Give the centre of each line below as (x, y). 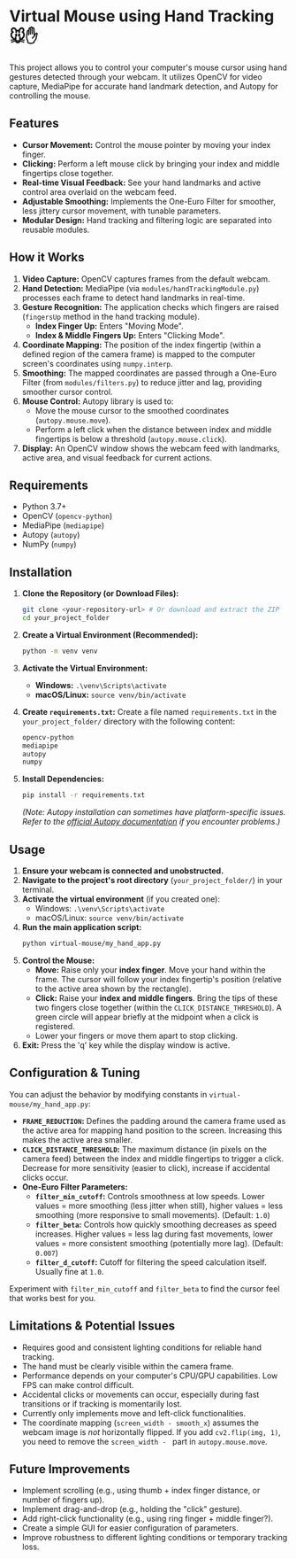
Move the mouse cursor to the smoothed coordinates (132, 410)
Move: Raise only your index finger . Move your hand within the (151, 970)
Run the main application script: (82, 927)
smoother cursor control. (67, 392)
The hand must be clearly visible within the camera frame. (128, 1366)
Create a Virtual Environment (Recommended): (110, 634)
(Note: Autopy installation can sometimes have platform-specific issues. (154, 812)
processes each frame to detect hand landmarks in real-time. (133, 298)
